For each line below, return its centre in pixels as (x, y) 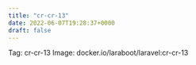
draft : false (30, 30)
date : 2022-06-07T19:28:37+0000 (61, 23)
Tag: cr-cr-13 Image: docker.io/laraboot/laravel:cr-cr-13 (98, 53)
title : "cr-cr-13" (38, 15)
